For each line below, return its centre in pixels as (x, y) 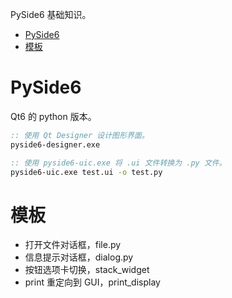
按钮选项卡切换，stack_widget (87, 270)
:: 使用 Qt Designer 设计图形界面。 (80, 135)
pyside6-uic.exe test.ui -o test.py (86, 172)
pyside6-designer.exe (55, 144)
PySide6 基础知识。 (51, 14)
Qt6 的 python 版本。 (53, 116)
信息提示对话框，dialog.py (79, 257)
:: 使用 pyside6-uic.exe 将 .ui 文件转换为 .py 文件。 (118, 163)
